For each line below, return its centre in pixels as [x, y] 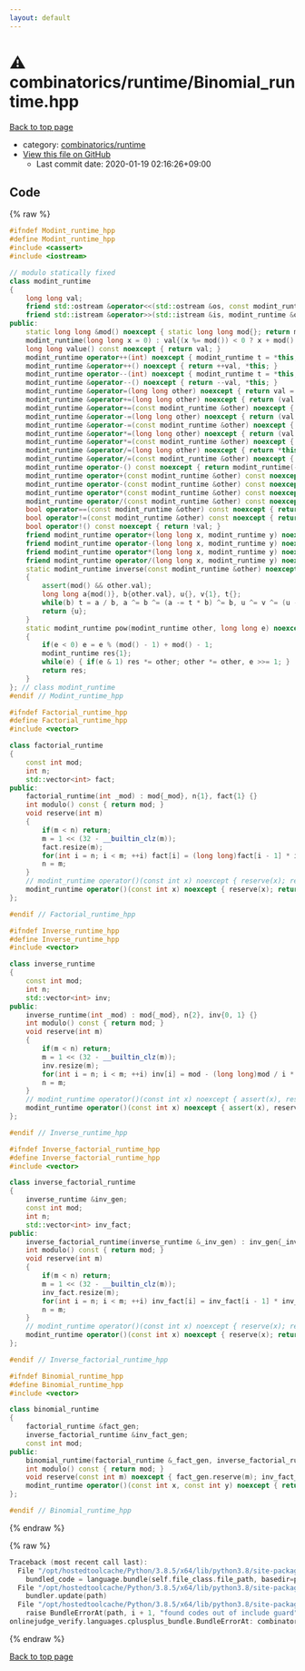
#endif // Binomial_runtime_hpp [70, 1511]
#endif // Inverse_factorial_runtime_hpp [89, 1360]
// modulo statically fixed [63, 273]
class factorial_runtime [56, 746]
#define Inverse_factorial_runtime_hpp [85, 1158]
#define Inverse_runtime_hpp [64, 939]
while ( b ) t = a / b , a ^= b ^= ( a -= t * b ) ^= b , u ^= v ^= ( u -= [172, 603]
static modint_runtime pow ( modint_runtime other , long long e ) [148, 628]
